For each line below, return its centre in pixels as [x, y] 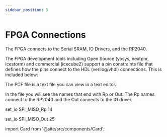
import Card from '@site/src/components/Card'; [55, 128]
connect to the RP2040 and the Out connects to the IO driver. [69, 99]
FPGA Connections [46, 35]
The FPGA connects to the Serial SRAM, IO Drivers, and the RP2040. [76, 49]
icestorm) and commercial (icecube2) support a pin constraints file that [79, 64]
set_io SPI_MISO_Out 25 [30, 119]
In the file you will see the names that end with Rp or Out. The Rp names [80, 94]
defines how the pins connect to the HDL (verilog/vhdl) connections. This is [83, 69]
